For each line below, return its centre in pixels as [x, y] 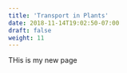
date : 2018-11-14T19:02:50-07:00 [64, 23]
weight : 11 [26, 38]
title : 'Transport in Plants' [59, 15]
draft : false [30, 30]
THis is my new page [43, 60]
